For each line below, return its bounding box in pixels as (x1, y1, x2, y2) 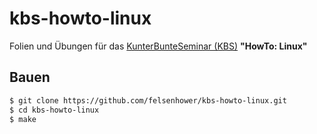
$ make (9, 114, 37, 124)
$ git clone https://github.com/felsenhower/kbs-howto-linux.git (9, 95, 287, 106)
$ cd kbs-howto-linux (9, 105, 100, 115)
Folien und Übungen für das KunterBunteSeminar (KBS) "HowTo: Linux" (9, 40, 308, 52)
